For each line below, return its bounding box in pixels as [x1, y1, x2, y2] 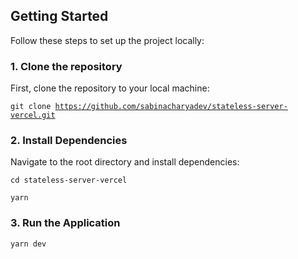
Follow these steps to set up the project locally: [10, 34, 205, 46]
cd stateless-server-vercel [10, 175, 128, 186]
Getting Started [10, 8, 109, 25]
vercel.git [10, 110, 56, 121]
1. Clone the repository [10, 59, 123, 73]
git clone [10, 102, 52, 112]
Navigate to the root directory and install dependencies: [10, 156, 240, 168]
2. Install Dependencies [10, 134, 128, 148]
